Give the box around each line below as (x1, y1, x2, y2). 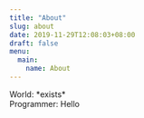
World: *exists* (9, 88, 66, 100)
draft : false (9, 38, 59, 48)
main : (17, 55, 39, 64)
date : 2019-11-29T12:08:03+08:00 (9, 30, 136, 39)
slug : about (9, 22, 54, 31)
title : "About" (9, 13, 67, 23)
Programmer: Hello (9, 98, 80, 109)
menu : (9, 47, 30, 56)
